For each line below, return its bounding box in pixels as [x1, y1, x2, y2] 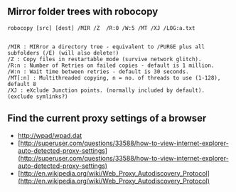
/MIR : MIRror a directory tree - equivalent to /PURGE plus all [7, 43, 205, 50]
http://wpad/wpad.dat [17, 131, 82, 139]
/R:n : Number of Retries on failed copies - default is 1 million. [7, 62, 215, 69]
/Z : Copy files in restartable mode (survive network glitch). [7, 55, 202, 63]
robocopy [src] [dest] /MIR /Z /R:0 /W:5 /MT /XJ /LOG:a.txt [7, 24, 195, 31]
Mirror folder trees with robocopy [7, 6, 159, 18]
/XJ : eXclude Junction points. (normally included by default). [7, 87, 205, 94]
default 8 [7, 80, 37, 87]
